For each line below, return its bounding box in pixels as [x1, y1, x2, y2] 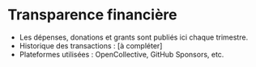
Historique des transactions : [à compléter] [19, 40, 163, 50]
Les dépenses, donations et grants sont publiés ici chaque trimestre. [19, 32, 249, 42]
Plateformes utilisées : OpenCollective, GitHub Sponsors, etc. [19, 49, 224, 59]
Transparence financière [7, 6, 177, 24]
